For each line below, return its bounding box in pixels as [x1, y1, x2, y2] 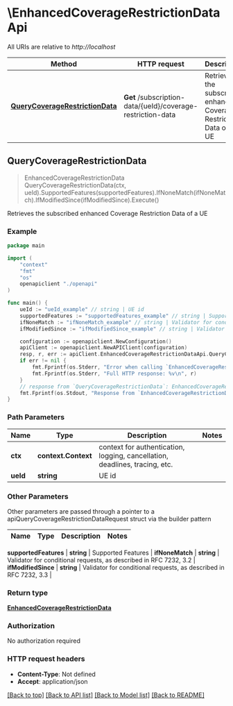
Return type [7, 588, 49, 598]
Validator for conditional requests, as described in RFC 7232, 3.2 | [7, 555, 196, 564]
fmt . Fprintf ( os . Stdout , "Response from [19, 389, 135, 396]
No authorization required [7, 637, 81, 645]
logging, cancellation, [98, 451, 169, 460]
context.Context [37, 451, 92, 460]
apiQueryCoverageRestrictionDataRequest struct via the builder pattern [7, 514, 212, 523]
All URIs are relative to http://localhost [7, 42, 116, 51]
